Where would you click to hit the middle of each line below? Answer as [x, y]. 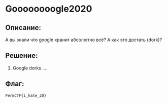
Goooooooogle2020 [49, 9]
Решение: [22, 56]
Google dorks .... [30, 68]
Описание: [23, 28]
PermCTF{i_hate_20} [26, 95]
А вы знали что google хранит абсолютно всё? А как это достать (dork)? [84, 40]
